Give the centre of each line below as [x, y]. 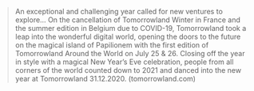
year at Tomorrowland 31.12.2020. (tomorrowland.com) [105, 79]
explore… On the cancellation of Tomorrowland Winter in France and [127, 20]
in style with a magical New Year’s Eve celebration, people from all [124, 62]
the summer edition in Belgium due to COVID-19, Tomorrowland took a [131, 28]
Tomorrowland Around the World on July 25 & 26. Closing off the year [130, 53]
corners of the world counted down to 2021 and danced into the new [128, 70]
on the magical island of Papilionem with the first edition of [112, 45]
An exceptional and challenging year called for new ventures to [119, 11]
